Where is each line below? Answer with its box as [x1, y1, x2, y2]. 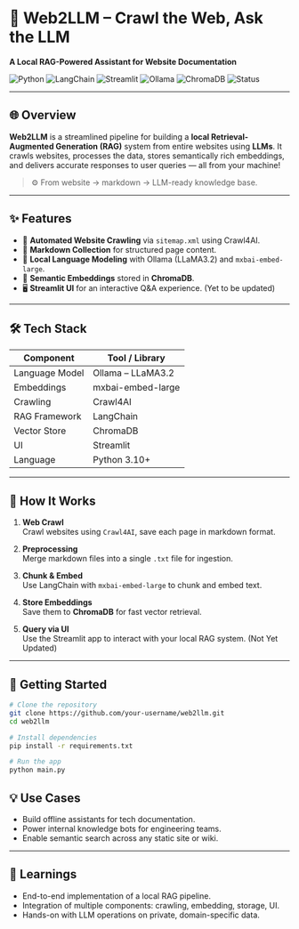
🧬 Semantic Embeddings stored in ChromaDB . [21, 272, 195, 283]
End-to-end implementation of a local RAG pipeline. [21, 890, 212, 901]
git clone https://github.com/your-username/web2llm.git [9, 708, 225, 717]
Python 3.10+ [93, 454, 151, 466]
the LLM [9, 27, 70, 47]
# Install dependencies [9, 733, 98, 742]
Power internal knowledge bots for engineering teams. [21, 823, 222, 834]
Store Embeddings [21, 597, 93, 608]
